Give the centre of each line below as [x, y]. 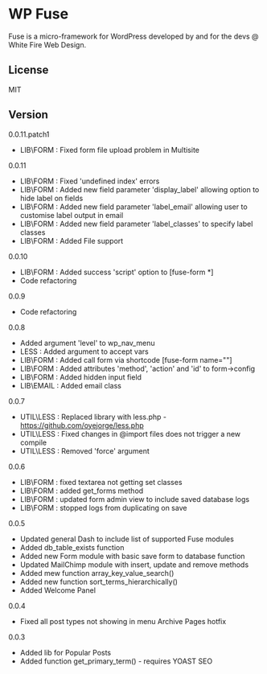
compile [33, 442]
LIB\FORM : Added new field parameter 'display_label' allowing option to [140, 189]
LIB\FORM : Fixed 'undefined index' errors [90, 181]
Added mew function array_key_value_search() [97, 573]
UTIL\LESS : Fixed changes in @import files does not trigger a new [130, 434]
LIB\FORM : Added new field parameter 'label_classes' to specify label [136, 224]
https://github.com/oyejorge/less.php [82, 425]
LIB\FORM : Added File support [72, 240]
